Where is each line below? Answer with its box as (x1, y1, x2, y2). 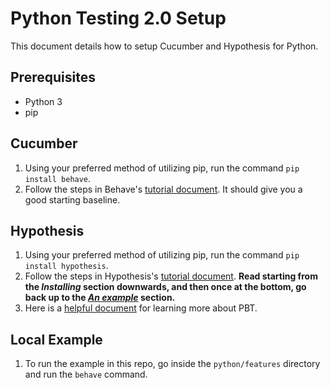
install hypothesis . (24, 260, 109, 272)
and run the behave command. (24, 368, 148, 381)
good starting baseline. (24, 193, 121, 206)
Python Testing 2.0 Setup (10, 7, 227, 30)
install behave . (24, 172, 92, 184)
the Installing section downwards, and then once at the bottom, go (24, 281, 307, 293)
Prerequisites (10, 69, 96, 86)
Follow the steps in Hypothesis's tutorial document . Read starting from (24, 270, 318, 282)
